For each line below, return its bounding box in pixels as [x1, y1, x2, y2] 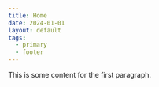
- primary [15, 41, 47, 49]
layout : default [8, 26, 61, 34]
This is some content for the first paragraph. [8, 70, 152, 79]
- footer [15, 48, 44, 56]
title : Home [8, 11, 47, 20]
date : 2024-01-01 [8, 19, 65, 27]
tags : [8, 33, 26, 42]
